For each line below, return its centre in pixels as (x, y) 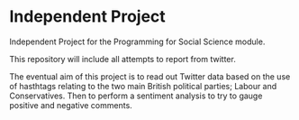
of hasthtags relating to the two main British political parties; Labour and (143, 86)
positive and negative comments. (71, 105)
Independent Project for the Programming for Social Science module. (137, 42)
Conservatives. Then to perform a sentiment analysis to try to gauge (136, 96)
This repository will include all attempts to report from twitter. (122, 59)
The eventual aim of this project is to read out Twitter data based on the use (150, 76)
